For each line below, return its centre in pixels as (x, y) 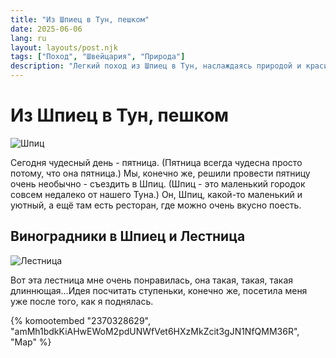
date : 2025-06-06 (46, 29)
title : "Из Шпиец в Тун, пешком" (80, 19)
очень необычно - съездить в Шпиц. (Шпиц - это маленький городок (158, 183)
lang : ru (28, 38)
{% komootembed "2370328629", (80, 320)
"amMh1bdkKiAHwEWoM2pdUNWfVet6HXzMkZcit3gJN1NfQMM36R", (155, 331)
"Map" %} (31, 342)
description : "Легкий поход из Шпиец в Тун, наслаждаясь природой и (156, 66)
